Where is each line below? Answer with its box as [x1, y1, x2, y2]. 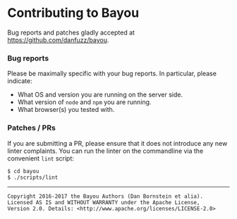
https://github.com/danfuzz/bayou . [7, 35, 109, 44]
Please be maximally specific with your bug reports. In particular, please [7, 69, 217, 78]
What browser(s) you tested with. [17, 106, 115, 114]
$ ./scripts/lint [7, 174, 59, 181]
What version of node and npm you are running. [17, 98, 152, 106]
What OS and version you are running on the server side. [17, 90, 183, 99]
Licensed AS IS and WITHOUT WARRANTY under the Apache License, [7, 199, 200, 206]
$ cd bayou [7, 168, 39, 175]
